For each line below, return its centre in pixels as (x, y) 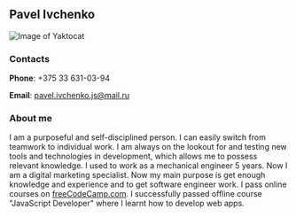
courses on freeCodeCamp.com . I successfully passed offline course (136, 194)
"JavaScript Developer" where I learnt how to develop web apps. (127, 204)
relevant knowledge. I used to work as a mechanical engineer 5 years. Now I (148, 166)
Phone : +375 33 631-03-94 (60, 78)
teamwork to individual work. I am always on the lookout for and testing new (148, 147)
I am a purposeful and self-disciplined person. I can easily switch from (137, 137)
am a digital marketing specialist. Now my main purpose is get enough (137, 175)
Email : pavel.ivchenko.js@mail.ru (70, 96)
